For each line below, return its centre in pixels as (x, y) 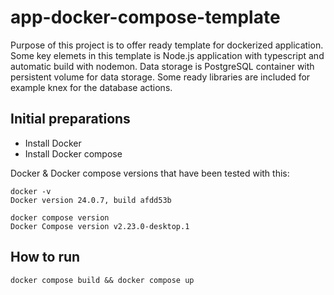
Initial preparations (70, 119)
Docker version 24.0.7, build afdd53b (91, 200)
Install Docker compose (73, 153)
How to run (45, 257)
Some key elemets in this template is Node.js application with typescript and (167, 55)
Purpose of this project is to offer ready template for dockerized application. (167, 45)
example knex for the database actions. (91, 87)
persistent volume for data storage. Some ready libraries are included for (160, 77)
